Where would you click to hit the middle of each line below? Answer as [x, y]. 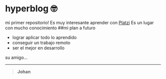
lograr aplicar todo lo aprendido [44, 37]
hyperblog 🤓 [31, 9]
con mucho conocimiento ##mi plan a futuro [50, 28]
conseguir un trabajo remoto [41, 42]
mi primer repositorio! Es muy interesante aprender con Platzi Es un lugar [80, 22]
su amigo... [17, 57]
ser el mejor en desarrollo [38, 48]
